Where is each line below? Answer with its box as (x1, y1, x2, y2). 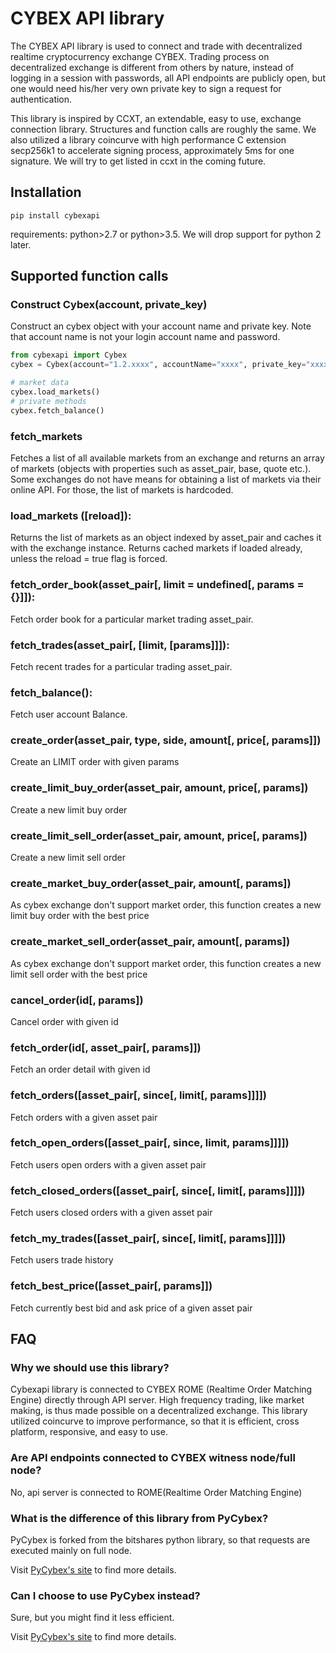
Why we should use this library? (10, 1361, 170, 1375)
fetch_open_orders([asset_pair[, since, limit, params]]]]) (10, 1136, 290, 1150)
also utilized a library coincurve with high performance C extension (10, 133, 287, 146)
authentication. (10, 93, 73, 105)
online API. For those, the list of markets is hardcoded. (10, 483, 234, 496)
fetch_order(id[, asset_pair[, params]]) (10, 1040, 202, 1054)
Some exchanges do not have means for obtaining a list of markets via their (10, 473, 322, 485)
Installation (10, 184, 82, 201)
